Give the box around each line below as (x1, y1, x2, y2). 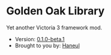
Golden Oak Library (6, 4, 105, 18)
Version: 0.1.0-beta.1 (14, 35, 65, 42)
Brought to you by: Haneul (14, 42, 80, 49)
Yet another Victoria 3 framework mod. (6, 24, 103, 31)
